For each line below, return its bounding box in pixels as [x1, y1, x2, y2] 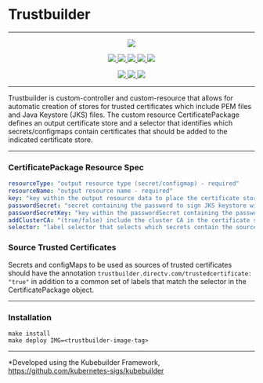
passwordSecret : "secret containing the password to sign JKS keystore [8, 202, 247, 210]
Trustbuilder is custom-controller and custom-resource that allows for [8, 93, 233, 103]
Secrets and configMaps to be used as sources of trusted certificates [8, 260, 232, 269]
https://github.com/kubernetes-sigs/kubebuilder [8, 366, 164, 375]
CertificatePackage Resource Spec [8, 162, 145, 173]
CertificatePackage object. [8, 285, 95, 294]
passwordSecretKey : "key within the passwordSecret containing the [8, 209, 233, 217]
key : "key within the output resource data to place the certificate [8, 194, 240, 202]
